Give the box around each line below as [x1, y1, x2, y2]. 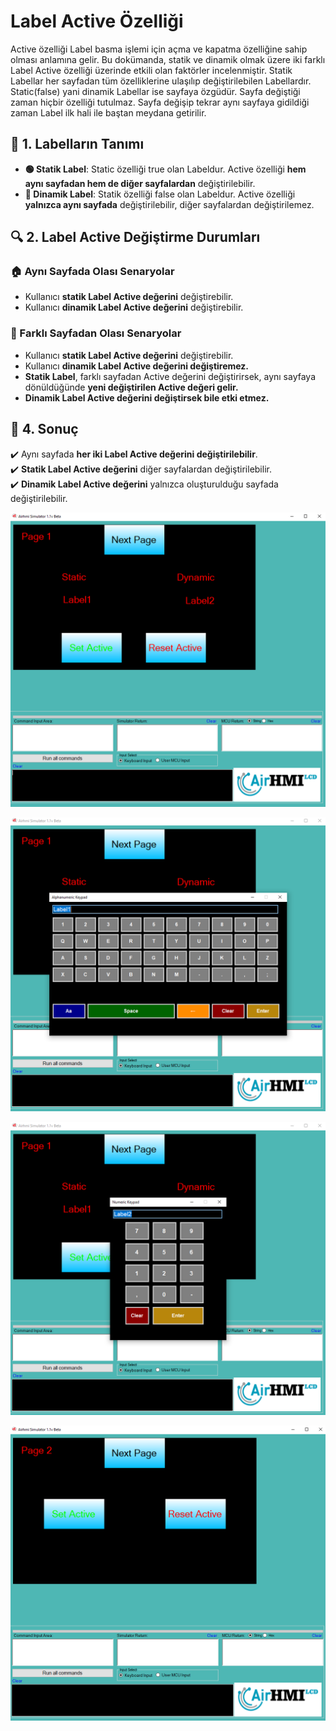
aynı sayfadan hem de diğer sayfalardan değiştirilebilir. [24, 177, 256, 189]
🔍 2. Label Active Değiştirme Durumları [10, 229, 261, 246]
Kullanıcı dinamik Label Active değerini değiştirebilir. [24, 301, 244, 314]
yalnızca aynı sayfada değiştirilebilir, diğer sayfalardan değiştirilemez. [24, 198, 315, 210]
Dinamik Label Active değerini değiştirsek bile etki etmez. [24, 391, 270, 404]
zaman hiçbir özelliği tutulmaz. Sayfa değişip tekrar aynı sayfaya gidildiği [10, 96, 310, 108]
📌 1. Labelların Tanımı [10, 136, 145, 153]
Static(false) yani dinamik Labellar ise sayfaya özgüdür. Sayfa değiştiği [10, 85, 301, 97]
